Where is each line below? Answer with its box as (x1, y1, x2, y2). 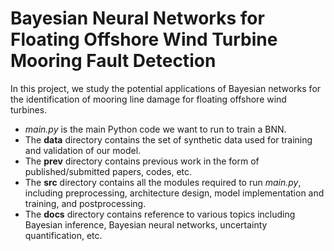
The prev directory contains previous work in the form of (24, 155, 260, 167)
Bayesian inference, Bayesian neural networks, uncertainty (24, 218, 268, 231)
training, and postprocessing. (24, 197, 147, 209)
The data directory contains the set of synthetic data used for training (24, 133, 313, 146)
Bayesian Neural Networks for (10, 7, 265, 30)
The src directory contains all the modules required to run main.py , (24, 176, 302, 188)
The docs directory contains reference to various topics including (24, 208, 296, 220)
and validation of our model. (24, 144, 142, 156)
